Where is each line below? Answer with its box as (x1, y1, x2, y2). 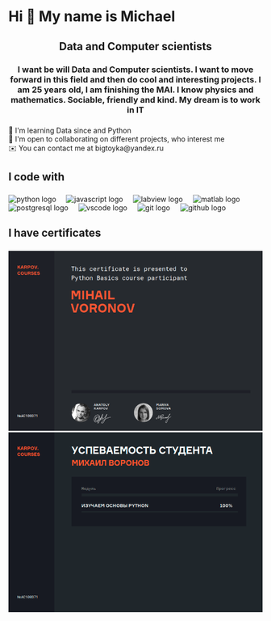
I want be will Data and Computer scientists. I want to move (17, 64, 254, 75)
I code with (8, 170, 65, 184)
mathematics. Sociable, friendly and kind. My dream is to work (10, 94, 261, 105)
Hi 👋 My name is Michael (8, 7, 176, 26)
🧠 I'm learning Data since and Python (8, 125, 131, 136)
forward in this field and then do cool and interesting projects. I (10, 74, 261, 85)
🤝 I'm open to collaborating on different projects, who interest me (8, 134, 225, 144)
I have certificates (8, 226, 102, 240)
